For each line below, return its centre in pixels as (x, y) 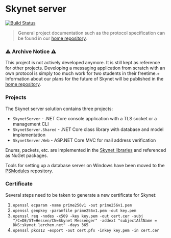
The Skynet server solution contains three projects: (59, 109)
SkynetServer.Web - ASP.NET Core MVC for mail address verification (84, 140)
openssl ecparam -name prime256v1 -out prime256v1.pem (72, 205)
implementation (29, 135)
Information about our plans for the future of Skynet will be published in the (84, 79)
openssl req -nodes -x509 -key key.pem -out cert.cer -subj (78, 216)
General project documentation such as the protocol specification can (91, 33)
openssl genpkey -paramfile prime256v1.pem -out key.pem (75, 210)
